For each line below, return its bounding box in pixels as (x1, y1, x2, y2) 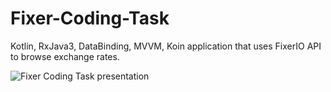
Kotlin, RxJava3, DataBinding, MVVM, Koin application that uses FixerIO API (10, 40, 322, 52)
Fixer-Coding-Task (10, 7, 170, 30)
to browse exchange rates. (10, 50, 120, 62)
